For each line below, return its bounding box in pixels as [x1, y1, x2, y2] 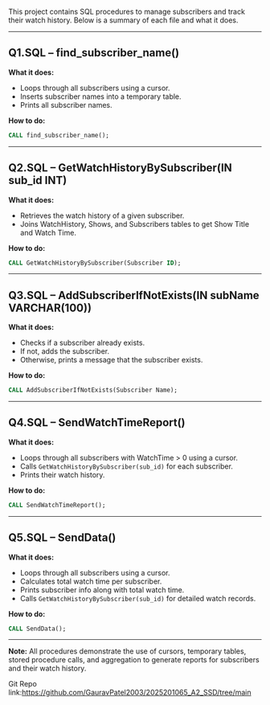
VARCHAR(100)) [8, 301, 92, 314]
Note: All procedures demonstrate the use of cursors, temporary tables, [8, 646, 247, 656]
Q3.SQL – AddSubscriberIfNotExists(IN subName [8, 289, 260, 302]
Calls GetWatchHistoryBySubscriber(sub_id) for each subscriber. [19, 461, 233, 471]
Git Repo [8, 679, 38, 689]
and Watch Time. [19, 227, 76, 237]
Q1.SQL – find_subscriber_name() [8, 46, 179, 59]
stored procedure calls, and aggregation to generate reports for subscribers [8, 655, 260, 665]
